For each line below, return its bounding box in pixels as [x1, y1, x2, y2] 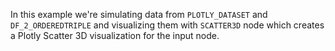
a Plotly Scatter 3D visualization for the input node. [10, 30, 220, 41]
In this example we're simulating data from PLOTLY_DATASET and [10, 9, 268, 20]
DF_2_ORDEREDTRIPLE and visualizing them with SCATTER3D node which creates [10, 19, 325, 31]
